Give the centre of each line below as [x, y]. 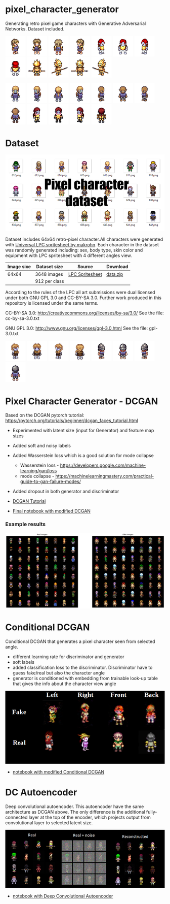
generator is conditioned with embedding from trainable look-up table [85, 678]
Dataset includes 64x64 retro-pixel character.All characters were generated [84, 239]
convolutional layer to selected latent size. [49, 823]
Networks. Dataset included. [35, 28]
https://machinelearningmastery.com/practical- [105, 476]
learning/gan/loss [38, 471]
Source [85, 267]
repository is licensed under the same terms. [52, 303]
